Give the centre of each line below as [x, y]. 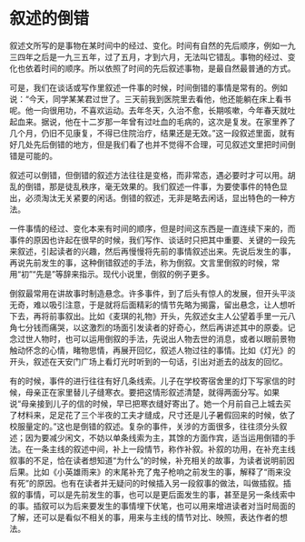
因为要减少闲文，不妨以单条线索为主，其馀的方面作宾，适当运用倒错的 [156, 437]
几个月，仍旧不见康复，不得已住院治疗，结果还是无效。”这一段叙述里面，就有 [152, 133]
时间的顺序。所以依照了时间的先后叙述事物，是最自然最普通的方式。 [168, 68]
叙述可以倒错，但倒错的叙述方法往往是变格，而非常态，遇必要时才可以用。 [148, 175]
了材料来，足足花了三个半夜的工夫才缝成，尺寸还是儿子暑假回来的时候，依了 [152, 415]
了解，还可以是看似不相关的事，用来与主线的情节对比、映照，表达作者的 [144, 517]
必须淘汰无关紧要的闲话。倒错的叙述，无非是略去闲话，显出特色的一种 [156, 197]
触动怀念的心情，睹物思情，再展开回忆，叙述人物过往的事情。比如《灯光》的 [152, 350]
